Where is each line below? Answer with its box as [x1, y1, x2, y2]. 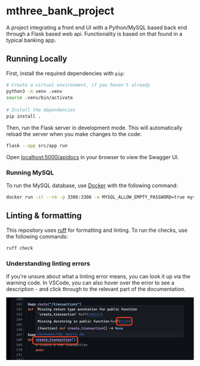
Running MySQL [6, 168, 55, 176]
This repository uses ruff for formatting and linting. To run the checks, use [6, 227, 187, 234]
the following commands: [6, 232, 68, 240]
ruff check [6, 245, 33, 251]
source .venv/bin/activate [6, 94, 73, 101]
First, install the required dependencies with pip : [6, 70, 125, 77]
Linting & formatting [6, 210, 82, 221]
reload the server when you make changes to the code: [6, 131, 142, 138]
